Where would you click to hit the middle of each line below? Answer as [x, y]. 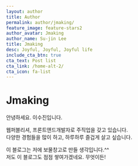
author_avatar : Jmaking [35, 33]
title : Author [23, 17]
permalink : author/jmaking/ [40, 22]
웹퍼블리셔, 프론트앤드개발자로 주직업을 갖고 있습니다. [67, 130]
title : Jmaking [25, 45]
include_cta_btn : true [34, 55]
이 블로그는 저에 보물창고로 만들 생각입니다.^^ [58, 150]
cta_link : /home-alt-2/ [35, 66]
